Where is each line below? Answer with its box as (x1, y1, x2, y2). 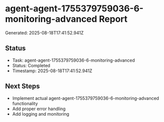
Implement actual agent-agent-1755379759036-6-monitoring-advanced (12, 95, 160, 101)
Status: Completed (12, 62, 50, 68)
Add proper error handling (12, 106, 66, 112)
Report (99, 13, 127, 25)
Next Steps (5, 82, 40, 90)
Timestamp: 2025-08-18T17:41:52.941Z (12, 68, 92, 74)
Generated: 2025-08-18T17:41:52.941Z (5, 30, 84, 36)
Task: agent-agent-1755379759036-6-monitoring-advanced (12, 57, 135, 63)
